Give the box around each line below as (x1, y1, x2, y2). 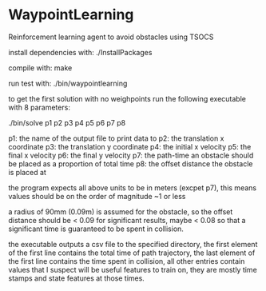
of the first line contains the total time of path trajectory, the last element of (8, 248, 256, 257)
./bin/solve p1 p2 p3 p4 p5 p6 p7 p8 (8, 118, 126, 127)
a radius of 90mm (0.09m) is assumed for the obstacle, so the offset (8, 206, 233, 217)
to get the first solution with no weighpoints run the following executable (8, 94, 246, 103)
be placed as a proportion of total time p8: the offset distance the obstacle (8, 158, 253, 169)
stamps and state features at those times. (8, 273, 145, 283)
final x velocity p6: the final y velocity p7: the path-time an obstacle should (8, 150, 254, 160)
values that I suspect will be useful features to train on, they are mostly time (8, 265, 257, 274)
